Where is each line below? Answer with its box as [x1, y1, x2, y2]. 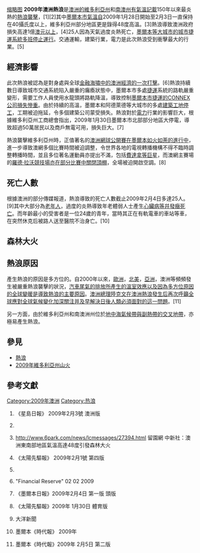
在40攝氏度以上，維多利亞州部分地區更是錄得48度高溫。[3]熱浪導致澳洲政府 [7, 21, 193, 27]
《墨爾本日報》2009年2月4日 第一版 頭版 [15, 490, 116, 497]
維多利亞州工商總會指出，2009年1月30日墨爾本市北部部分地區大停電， [11, 116, 185, 123]
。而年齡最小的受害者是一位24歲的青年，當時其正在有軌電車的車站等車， [12, 210, 191, 217]
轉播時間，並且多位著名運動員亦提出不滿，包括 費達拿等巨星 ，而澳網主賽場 [11, 151, 194, 159]
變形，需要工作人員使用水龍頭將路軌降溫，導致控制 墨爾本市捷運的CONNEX [7, 94, 191, 101]
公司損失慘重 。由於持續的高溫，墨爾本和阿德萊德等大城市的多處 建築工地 [7, 101, 183, 108]
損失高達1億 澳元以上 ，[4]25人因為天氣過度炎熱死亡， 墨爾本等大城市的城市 [7, 28, 189, 35]
